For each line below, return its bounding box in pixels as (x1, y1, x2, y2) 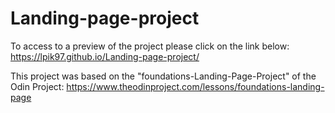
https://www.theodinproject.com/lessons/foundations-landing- (66, 80, 325, 92)
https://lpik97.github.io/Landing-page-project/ (10, 50, 200, 62)
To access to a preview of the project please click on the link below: (10, 40, 290, 52)
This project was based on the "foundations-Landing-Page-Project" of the (10, 70, 317, 82)
